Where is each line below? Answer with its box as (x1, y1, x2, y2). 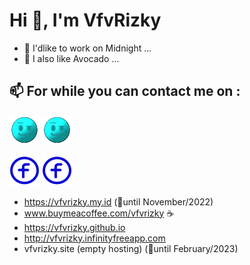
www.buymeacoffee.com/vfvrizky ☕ (23, 207, 175, 219)
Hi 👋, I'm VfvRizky (9, 9, 162, 32)
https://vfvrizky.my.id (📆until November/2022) (23, 195, 214, 208)
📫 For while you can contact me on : (9, 83, 241, 100)
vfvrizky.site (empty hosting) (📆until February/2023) (23, 242, 239, 254)
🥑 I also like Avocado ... (23, 52, 120, 64)
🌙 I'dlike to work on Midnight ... (23, 42, 152, 54)
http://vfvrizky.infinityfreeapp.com (23, 232, 166, 244)
